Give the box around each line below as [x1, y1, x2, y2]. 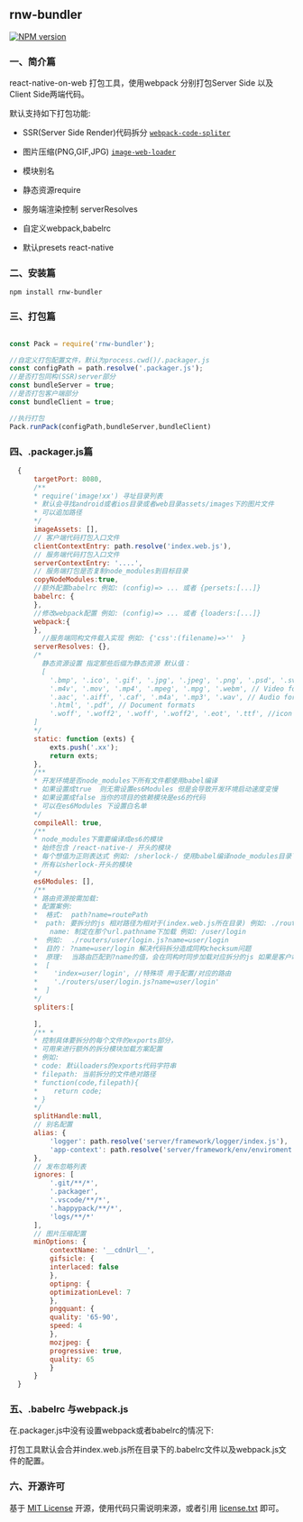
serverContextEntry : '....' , [32, 558, 143, 567]
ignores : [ [32, 1170, 75, 1179]
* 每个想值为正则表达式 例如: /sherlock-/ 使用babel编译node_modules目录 [32, 852, 292, 861]
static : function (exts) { [32, 734, 135, 743]
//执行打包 [9, 414, 45, 423]
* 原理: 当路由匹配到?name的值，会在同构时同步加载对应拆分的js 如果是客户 [32, 952, 291, 961]
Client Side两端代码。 [9, 89, 90, 100]
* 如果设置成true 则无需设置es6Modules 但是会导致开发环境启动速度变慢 [32, 784, 279, 794]
